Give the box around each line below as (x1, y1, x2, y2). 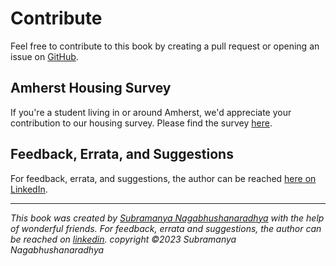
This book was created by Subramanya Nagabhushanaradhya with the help (10, 212, 325, 224)
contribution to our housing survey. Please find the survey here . (10, 117, 273, 129)
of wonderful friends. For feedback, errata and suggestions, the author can (10, 222, 322, 234)
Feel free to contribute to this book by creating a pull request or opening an (10, 40, 320, 52)
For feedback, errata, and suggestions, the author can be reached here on (10, 172, 317, 184)
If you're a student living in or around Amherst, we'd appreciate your (10, 106, 292, 118)
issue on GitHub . (10, 50, 79, 62)
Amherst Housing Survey (10, 80, 172, 97)
